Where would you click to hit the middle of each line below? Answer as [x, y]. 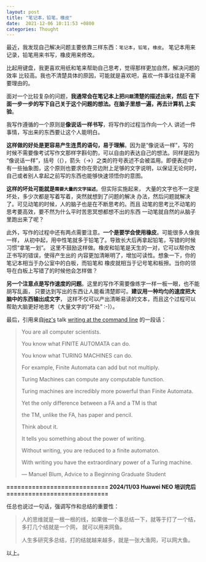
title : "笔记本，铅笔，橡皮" [39, 18]
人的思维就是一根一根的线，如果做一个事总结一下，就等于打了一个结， [110, 519]
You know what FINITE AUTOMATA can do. [76, 344]
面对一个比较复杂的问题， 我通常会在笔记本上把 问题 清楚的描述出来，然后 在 [100, 96]
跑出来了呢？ [28, 219]
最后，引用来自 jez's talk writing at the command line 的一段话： [86, 320]
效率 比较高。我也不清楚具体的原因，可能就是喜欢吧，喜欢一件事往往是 [96, 76]
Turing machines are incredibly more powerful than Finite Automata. [107, 391]
